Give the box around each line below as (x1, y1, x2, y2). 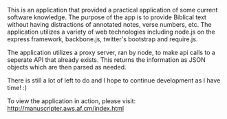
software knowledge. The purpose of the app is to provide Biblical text (7, 13, 206, 21)
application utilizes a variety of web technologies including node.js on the (7, 28, 215, 36)
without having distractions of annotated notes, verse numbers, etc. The (7, 21, 212, 28)
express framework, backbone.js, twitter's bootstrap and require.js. (7, 35, 198, 43)
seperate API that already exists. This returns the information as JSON (7, 56, 206, 64)
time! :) (7, 84, 28, 91)
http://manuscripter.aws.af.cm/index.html (7, 105, 125, 112)
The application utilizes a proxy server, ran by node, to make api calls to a (7, 48, 215, 56)
